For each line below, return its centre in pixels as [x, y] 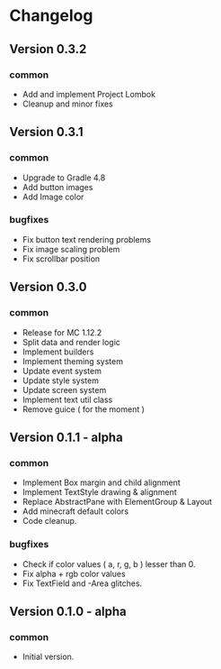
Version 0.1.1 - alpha [66, 437]
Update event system [62, 371]
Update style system [60, 380]
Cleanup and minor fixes [68, 104]
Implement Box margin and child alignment [102, 482]
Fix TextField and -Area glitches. [82, 583]
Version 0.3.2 [48, 49]
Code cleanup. [49, 521]
